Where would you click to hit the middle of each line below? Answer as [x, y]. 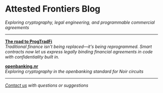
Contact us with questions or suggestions [47, 85]
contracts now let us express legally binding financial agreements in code [79, 51]
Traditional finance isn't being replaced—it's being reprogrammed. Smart [78, 46]
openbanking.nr [22, 66]
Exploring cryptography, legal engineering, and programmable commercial [80, 22]
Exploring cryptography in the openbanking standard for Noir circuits [74, 71]
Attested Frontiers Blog [53, 9]
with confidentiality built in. [32, 57]
